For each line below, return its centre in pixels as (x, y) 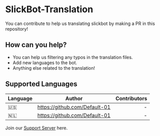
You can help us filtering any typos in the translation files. (73, 57)
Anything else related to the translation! (54, 68)
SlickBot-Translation (49, 9)
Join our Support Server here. (36, 128)
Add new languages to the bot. (45, 63)
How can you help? (36, 45)
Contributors (131, 98)
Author (74, 98)
